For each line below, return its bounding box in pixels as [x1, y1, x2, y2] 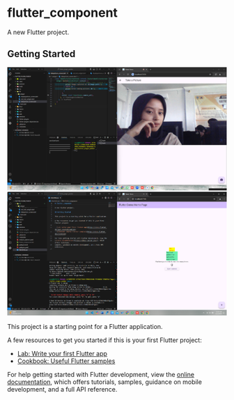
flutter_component [7, 5, 118, 21]
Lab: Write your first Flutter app [17, 349, 108, 357]
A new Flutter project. [7, 28, 70, 36]
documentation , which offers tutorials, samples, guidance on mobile [7, 378, 202, 386]
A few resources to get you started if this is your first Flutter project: [7, 336, 202, 344]
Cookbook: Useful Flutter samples [17, 357, 116, 365]
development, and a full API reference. [7, 385, 118, 393]
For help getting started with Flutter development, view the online [7, 370, 195, 378]
